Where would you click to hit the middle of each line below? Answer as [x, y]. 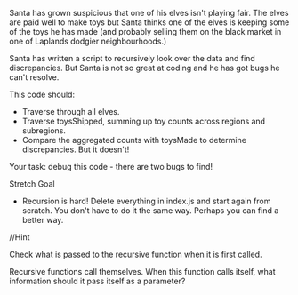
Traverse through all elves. [71, 112]
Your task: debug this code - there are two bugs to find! [111, 167]
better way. [43, 220]
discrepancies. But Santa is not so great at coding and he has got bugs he [145, 68]
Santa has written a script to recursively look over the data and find [132, 58]
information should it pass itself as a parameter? [97, 281]
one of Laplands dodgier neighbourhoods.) [88, 41]
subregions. [44, 131]
